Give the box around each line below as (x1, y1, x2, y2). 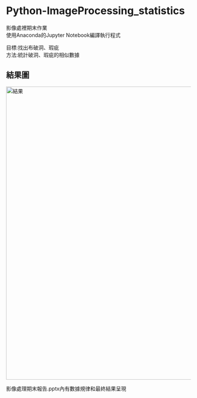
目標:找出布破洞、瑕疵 (6, 44, 60, 51)
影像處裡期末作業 (6, 24, 47, 31)
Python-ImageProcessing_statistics (6, 4, 185, 18)
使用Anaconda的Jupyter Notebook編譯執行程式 (6, 31, 121, 39)
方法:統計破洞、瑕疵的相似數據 (6, 51, 80, 58)
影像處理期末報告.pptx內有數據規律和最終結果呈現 (6, 385, 127, 392)
